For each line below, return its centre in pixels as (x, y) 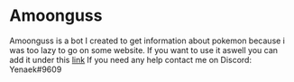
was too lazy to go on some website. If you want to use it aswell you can (143, 50)
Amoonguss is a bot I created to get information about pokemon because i (147, 41)
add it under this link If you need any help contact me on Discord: (131, 59)
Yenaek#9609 (36, 69)
